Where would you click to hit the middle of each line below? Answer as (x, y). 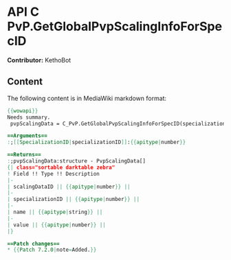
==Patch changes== (33, 244)
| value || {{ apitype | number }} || (57, 225)
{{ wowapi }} (23, 110)
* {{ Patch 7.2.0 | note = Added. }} (52, 250)
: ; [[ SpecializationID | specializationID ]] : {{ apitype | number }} (97, 142)
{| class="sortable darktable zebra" (61, 167)
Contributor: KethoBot (39, 60)
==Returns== (24, 155)
